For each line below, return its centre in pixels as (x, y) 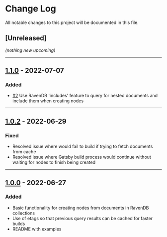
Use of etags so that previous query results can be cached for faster (83, 218)
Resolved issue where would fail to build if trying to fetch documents (83, 146)
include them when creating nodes (48, 101)
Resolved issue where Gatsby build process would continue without (82, 157)
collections (24, 213)
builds (19, 224)
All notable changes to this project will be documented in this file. (72, 22)
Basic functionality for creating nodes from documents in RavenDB (81, 208)
